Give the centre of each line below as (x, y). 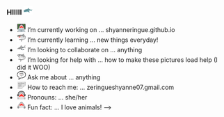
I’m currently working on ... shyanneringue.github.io (101, 30)
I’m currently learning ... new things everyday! (93, 40)
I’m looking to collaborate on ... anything (85, 50)
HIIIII (14, 12)
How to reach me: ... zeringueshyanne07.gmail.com (101, 87)
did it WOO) (33, 68)
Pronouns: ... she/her (57, 97)
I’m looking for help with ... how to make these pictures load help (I (122, 60)
